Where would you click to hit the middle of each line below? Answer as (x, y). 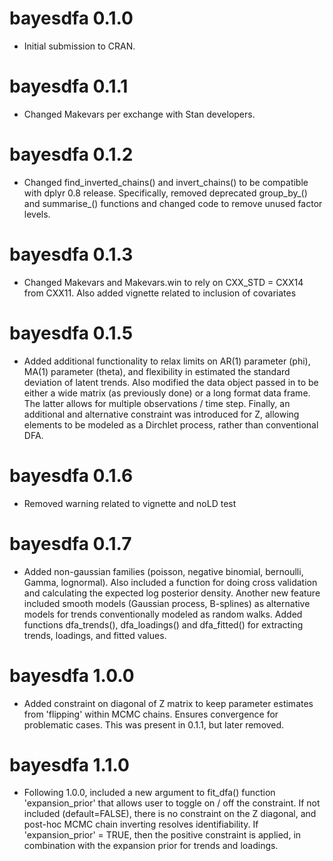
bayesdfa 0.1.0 (71, 18)
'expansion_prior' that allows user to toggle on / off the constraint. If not (172, 803)
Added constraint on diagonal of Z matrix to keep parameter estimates (168, 703)
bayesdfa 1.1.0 (69, 764)
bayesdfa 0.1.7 (70, 543)
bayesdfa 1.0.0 (72, 675)
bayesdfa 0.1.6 (71, 475)
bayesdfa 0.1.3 (71, 254)
